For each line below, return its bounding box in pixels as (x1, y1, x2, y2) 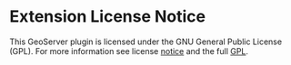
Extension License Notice (9, 6, 206, 27)
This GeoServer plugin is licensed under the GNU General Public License (9, 36, 283, 47)
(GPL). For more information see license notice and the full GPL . (9, 45, 248, 56)
